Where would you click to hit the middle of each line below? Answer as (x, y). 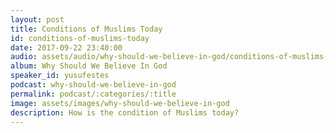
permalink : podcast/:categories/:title (93, 94)
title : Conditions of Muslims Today (86, 29)
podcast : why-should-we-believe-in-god (93, 85)
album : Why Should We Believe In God (89, 66)
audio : (24, 57)
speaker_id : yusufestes (60, 76)
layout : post (37, 19)
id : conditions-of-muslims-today (80, 38)
